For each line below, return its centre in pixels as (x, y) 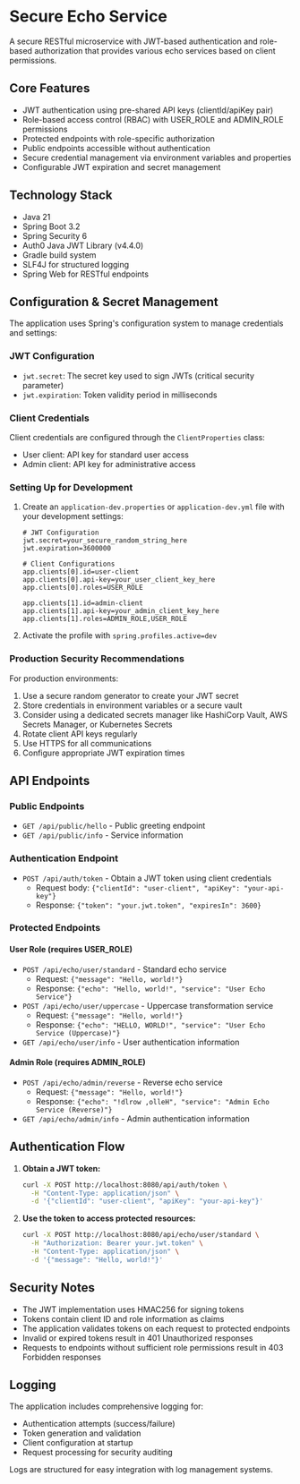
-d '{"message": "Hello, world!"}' (97, 1259)
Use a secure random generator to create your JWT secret (130, 695)
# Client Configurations (69, 564)
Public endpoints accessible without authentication (116, 148)
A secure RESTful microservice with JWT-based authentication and (133, 41)
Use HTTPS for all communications (87, 743)
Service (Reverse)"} (74, 1110)
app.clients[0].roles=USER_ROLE (82, 588)
